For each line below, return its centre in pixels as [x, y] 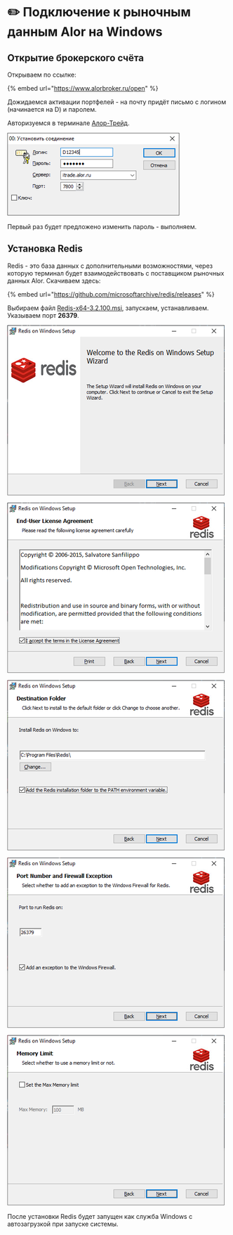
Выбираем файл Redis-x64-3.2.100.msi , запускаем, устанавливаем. [108, 308]
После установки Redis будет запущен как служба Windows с [100, 1216]
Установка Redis [45, 249]
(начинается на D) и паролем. [52, 109]
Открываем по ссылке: [42, 75]
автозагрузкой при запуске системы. [63, 1224]
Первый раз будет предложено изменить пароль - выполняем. [102, 227]
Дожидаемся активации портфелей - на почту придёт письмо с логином [117, 102]
